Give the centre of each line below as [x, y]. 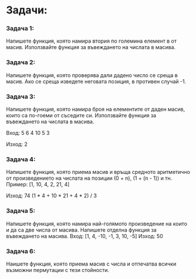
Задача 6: [21, 251]
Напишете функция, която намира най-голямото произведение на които [97, 224]
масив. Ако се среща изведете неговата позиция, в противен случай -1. [96, 81]
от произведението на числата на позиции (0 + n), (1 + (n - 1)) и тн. [89, 178]
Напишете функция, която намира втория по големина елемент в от [92, 41]
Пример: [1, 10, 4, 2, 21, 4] [38, 184]
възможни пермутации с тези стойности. [58, 270]
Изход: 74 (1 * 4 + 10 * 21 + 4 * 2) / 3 [51, 196]
